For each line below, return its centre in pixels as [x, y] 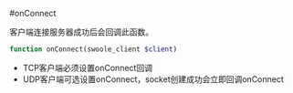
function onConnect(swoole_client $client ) [94, 49]
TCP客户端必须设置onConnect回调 [88, 67]
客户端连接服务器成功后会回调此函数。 [81, 32]
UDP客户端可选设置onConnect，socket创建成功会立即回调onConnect [153, 79]
